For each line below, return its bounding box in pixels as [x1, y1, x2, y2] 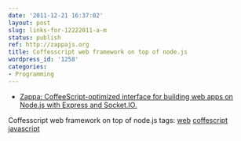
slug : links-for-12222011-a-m [8, 26, 108, 34]
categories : [8, 63, 47, 71]
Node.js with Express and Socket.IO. [19, 100, 137, 109]
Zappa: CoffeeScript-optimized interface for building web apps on [19, 91, 234, 101]
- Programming [8, 70, 55, 78]
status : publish [8, 33, 61, 42]
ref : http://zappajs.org [8, 41, 89, 49]
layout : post [8, 19, 51, 27]
